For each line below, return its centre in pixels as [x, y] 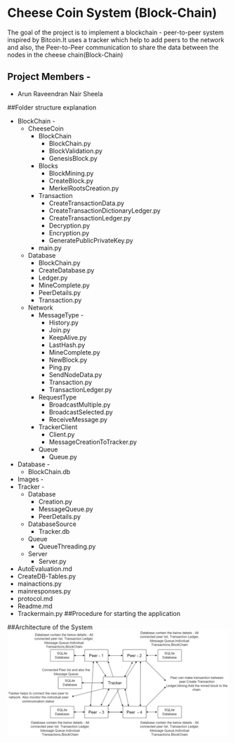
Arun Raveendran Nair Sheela [60, 93]
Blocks [48, 166]
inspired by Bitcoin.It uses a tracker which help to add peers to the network [116, 39]
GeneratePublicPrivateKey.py [91, 240]
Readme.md [35, 606]
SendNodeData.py [75, 374]
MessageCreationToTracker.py [93, 442]
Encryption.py [69, 232]
